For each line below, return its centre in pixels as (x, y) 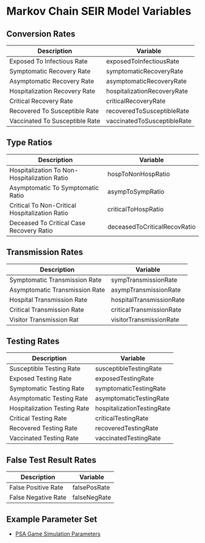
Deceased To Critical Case (48, 223)
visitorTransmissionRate (145, 319)
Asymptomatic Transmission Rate (57, 290)
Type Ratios (29, 143)
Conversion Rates (41, 34)
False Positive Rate (37, 487)
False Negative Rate (38, 498)
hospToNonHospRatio (139, 174)
